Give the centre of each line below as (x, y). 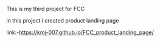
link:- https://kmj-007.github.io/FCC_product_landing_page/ (80, 32)
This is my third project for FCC (46, 9)
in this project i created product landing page (63, 20)
